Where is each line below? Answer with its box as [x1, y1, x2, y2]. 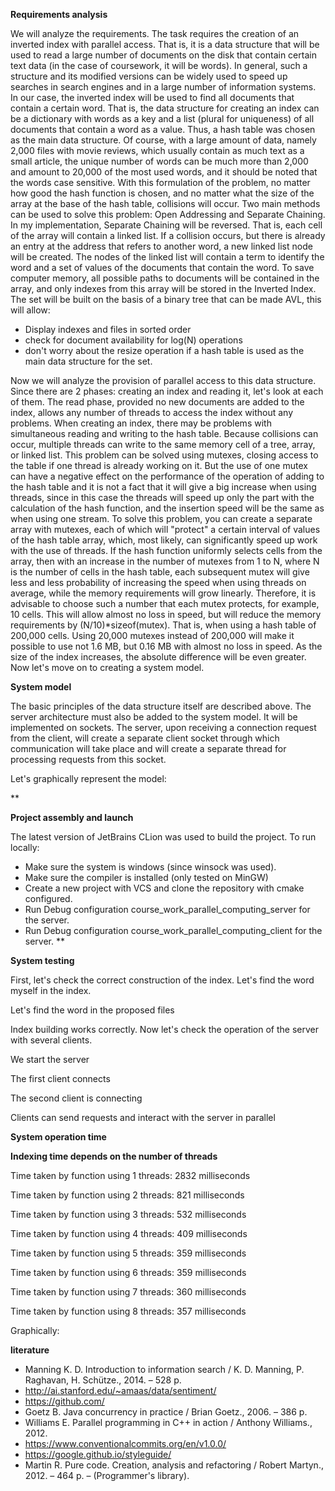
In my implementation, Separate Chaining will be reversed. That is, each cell [10, 219, 323, 231]
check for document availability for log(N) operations [24, 334, 243, 346]
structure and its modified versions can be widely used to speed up [10, 70, 288, 82]
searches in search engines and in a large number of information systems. [10, 81, 317, 93]
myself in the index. [10, 985, 92, 996]
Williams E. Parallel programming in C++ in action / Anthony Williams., [24, 1417, 313, 1428]
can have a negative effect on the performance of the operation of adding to [10, 470, 325, 482]
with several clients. [10, 1034, 93, 1046]
